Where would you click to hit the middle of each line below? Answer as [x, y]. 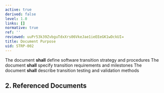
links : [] [15, 23]
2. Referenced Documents [46, 86]
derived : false [21, 14]
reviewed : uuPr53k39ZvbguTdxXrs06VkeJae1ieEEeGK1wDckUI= [65, 37]
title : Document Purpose [30, 42]
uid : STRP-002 [20, 46]
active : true [18, 10]
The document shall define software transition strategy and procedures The [82, 60]
